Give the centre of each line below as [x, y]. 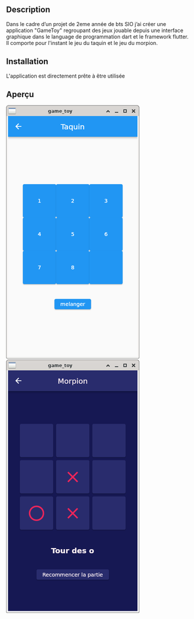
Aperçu [20, 94]
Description [28, 10]
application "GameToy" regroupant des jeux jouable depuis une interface [95, 30]
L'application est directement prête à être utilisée [66, 76]
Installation [27, 62]
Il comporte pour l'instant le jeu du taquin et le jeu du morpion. [82, 43]
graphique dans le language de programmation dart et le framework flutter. [97, 36]
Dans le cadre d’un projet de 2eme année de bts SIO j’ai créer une [86, 24]
